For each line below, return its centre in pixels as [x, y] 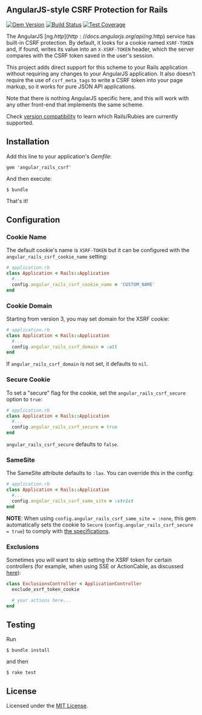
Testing [21, 625]
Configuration [33, 220]
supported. [20, 123]
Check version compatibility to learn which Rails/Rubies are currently [92, 116]
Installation [28, 142]
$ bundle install [28, 650]
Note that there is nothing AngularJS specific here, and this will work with [98, 98]
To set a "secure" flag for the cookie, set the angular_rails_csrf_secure [96, 393]
